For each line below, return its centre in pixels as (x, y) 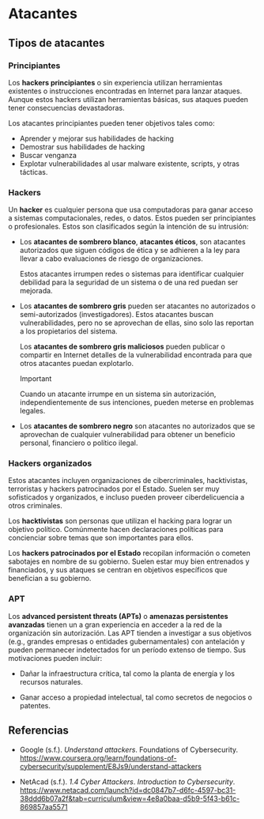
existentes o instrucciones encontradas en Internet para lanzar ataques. (125, 91)
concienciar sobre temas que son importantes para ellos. (101, 538)
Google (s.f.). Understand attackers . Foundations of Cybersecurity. (129, 749)
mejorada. (36, 291)
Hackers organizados (50, 463)
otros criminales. (36, 506)
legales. (32, 411)
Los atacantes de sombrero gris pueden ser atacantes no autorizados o (138, 306)
